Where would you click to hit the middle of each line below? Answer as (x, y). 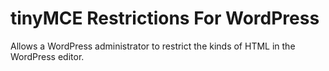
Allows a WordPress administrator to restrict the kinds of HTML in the (153, 46)
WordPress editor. (47, 56)
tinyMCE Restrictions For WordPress (165, 18)
